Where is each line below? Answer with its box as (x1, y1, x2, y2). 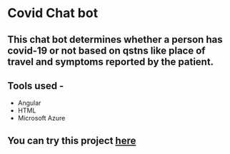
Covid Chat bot (7, 5, 99, 21)
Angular (17, 98, 41, 108)
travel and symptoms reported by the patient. (7, 56, 214, 68)
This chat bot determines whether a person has (7, 34, 223, 46)
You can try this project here (7, 134, 136, 147)
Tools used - (7, 80, 64, 92)
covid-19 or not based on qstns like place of (7, 44, 206, 56)
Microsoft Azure (17, 114, 66, 123)
